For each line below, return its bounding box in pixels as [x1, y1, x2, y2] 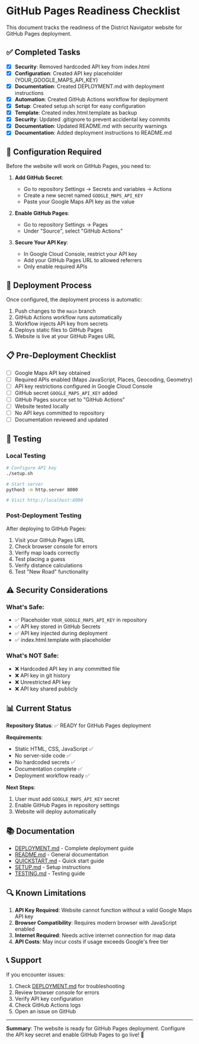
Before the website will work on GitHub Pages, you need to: [6, 163, 152, 170]
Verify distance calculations [14, 562, 83, 569]
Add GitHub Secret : [14, 174, 64, 182]
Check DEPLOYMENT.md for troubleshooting [14, 982, 125, 989]
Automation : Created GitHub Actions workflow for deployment [14, 96, 168, 103]
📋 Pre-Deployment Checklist [6, 351, 117, 361]
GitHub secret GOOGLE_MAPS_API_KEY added [14, 389, 118, 396]
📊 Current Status [6, 703, 72, 713]
